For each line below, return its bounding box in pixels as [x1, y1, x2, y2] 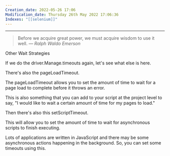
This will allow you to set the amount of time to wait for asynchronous [5, 119, 150, 126]
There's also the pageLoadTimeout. [5, 70, 80, 76]
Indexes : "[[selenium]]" [5, 17, 58, 22]
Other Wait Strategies [5, 50, 50, 56]
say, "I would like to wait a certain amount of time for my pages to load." [5, 100, 155, 106]
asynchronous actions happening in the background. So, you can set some [5, 140, 161, 146]
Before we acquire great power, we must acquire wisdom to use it [17, 35, 155, 41]
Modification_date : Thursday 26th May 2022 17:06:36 [5, 12, 119, 17]
